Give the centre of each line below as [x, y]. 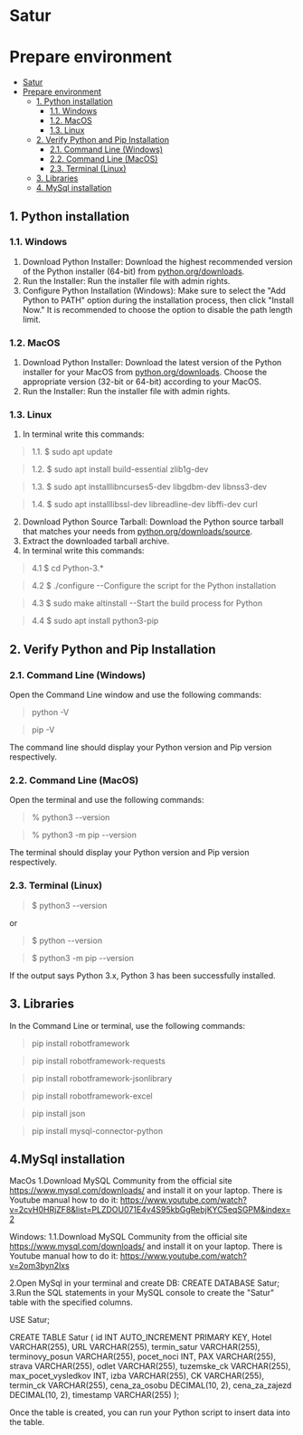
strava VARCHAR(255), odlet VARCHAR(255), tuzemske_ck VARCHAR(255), [150, 1366]
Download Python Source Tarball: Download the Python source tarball [153, 522]
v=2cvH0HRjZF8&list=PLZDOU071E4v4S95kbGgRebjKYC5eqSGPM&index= [150, 1210]
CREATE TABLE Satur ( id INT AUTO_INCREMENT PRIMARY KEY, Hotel [141, 1337]
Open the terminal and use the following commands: [107, 800]
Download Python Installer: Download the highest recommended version [157, 261]
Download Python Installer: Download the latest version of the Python [152, 363]
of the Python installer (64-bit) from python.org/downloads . [133, 271]
